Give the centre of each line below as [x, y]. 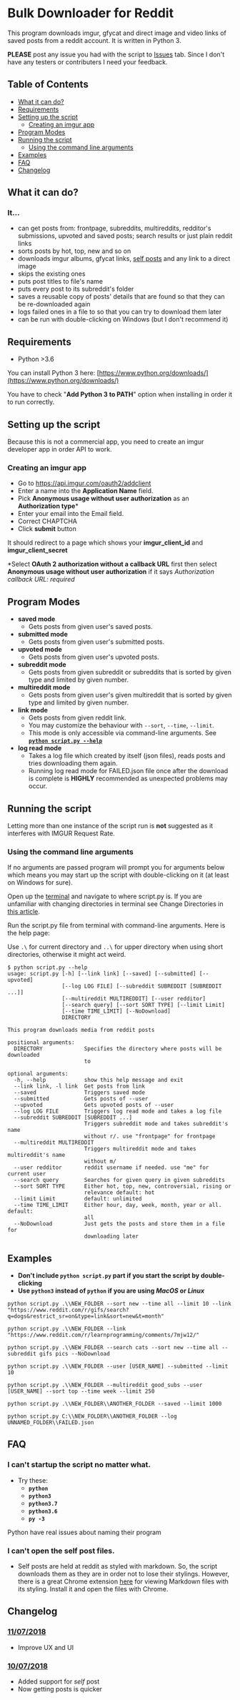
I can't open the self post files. [61, 1551]
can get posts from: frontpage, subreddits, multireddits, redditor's [114, 228]
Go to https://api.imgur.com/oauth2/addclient [84, 483]
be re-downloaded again [54, 304]
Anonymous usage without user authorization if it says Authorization [111, 572]
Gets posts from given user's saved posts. [91, 627]
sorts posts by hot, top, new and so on [74, 251]
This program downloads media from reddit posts [81, 1030]
